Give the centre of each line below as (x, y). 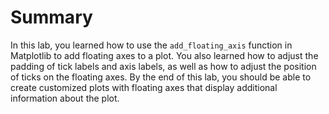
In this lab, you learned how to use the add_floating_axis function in (151, 45)
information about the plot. (65, 98)
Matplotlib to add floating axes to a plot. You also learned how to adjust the (164, 55)
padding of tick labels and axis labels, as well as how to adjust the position (163, 66)
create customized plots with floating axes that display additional (144, 87)
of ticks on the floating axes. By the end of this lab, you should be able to (161, 77)
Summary (51, 17)
